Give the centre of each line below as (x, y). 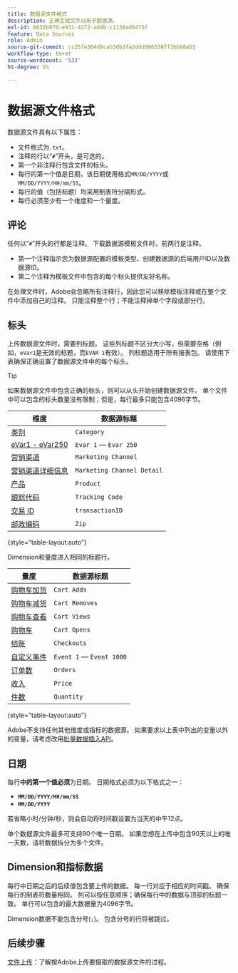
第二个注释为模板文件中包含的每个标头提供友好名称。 (96, 277)
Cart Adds (70, 590)
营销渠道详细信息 (40, 471)
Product (88, 484)
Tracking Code (99, 497)
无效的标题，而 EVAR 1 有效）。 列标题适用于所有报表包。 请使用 (133, 353)
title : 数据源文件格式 (37, 14)
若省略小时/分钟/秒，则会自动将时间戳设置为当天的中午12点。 (97, 818)
